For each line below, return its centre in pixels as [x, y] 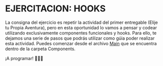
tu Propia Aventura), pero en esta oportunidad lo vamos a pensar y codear [81, 27]
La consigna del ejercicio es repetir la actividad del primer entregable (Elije [81, 22]
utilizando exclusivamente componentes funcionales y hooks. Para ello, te [81, 33]
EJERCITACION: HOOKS [55, 9]
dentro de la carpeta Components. [40, 49]
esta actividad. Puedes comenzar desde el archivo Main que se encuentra [81, 43]
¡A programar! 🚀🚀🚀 [24, 58]
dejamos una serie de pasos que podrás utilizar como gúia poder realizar [80, 38]
